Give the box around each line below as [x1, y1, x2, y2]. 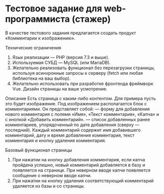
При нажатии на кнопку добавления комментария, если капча [12, 156, 145, 162]
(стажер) [71, 13, 111, 25]
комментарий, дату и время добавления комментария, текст [5, 132, 135, 138]
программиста [5, 13, 70, 25]
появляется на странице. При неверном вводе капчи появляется [12, 167, 151, 173]
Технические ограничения [5, 45, 61, 50]
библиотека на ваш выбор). [12, 75, 71, 81]
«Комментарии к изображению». [5, 35, 76, 41]
